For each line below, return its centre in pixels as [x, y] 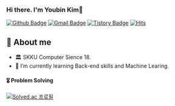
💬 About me [29, 42]
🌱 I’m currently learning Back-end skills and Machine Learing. [92, 66]
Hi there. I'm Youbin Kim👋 [45, 10]
